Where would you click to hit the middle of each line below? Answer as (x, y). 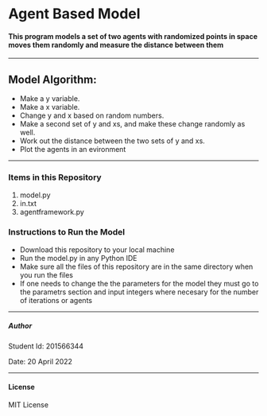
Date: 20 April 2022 (41, 361)
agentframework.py (52, 212)
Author (20, 326)
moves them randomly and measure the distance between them (116, 45)
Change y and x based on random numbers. (92, 115)
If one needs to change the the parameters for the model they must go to (139, 283)
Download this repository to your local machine (97, 249)
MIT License (29, 404)
